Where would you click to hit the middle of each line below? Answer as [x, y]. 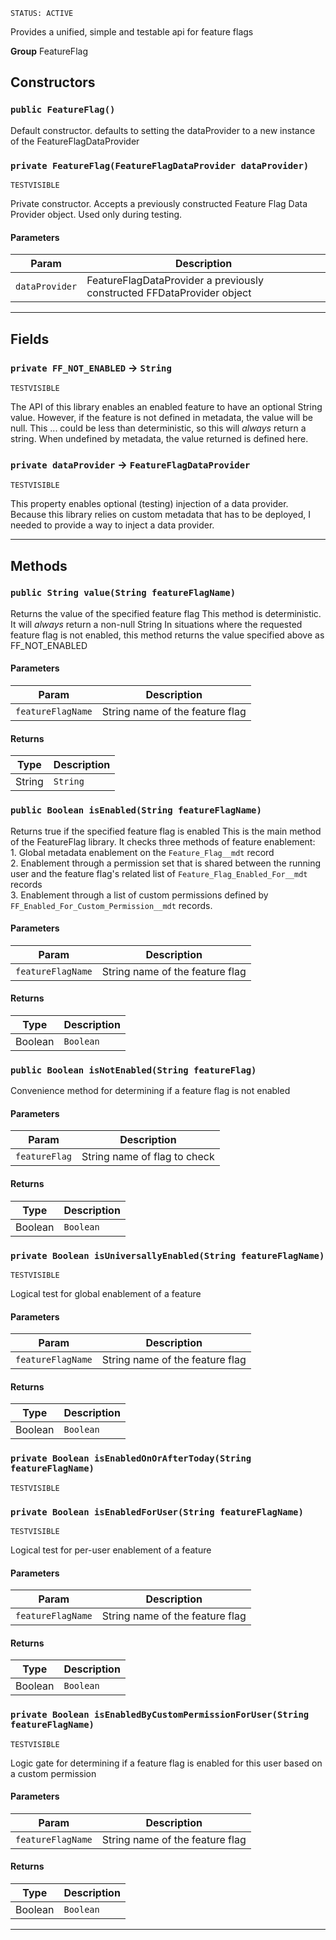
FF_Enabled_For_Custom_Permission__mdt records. [111, 905]
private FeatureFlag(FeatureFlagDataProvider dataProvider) [160, 165]
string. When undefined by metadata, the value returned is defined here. [159, 438]
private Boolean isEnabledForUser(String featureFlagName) [157, 1512]
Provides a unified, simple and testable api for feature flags [132, 32]
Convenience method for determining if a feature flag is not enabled [150, 1091]
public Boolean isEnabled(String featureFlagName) [136, 810]
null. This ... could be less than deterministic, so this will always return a [158, 428]
